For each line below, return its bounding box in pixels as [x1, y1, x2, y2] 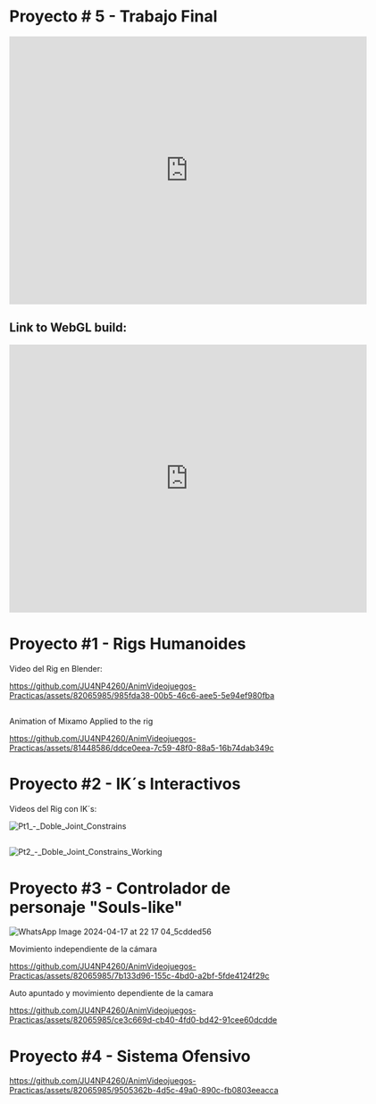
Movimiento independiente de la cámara [9, 944, 158, 955]
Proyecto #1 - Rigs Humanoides [9, 633, 246, 654]
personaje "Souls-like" [9, 897, 183, 917]
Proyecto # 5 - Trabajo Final [9, 6, 218, 27]
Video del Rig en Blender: [9, 663, 103, 673]
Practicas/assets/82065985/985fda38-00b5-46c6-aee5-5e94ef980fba [9, 690, 275, 700]
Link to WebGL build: [9, 320, 128, 336]
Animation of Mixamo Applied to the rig [9, 716, 154, 727]
